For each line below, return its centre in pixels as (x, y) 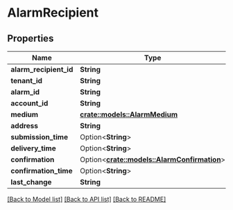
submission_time (39, 137)
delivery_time (34, 148)
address (25, 126)
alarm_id (25, 92)
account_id (29, 103)
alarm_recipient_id (42, 69)
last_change (31, 182)
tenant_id (27, 81)
